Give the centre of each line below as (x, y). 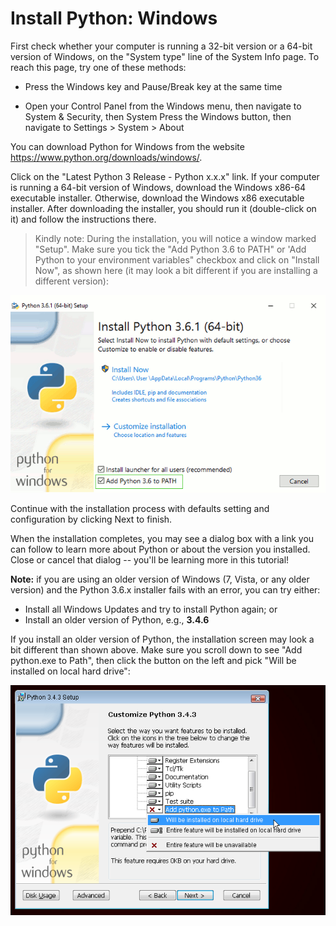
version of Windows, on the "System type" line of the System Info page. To (165, 56)
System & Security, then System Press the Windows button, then (158, 116)
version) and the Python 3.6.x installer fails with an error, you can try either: (165, 590)
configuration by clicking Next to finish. (91, 519)
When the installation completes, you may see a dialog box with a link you (162, 539)
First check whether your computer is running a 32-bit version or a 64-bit (161, 46)
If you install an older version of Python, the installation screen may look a (162, 639)
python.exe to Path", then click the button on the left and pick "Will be (153, 661)
